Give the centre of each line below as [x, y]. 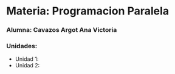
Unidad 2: [27, 66]
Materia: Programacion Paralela [87, 11]
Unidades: [22, 46]
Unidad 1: [27, 59]
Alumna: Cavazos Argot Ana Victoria [62, 30]
